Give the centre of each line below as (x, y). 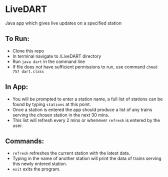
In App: (17, 87)
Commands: (25, 141)
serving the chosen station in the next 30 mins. (61, 115)
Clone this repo (28, 50)
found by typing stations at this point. (52, 104)
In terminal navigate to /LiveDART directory (57, 56)
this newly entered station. (40, 164)
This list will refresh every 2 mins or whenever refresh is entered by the (86, 120)
